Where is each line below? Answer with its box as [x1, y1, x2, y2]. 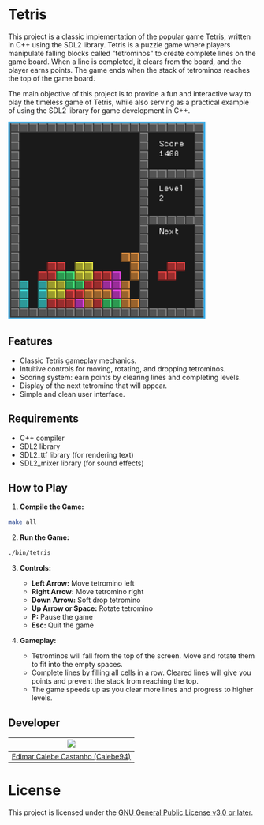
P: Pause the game [31, 612, 93, 622]
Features [8, 334, 53, 348]
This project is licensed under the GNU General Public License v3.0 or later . [8, 808, 254, 817]
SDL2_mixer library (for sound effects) [19, 458, 144, 468]
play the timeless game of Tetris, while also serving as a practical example [8, 97, 250, 107]
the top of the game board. [8, 73, 96, 83]
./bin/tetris [8, 549, 51, 557]
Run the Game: [19, 533, 69, 542]
